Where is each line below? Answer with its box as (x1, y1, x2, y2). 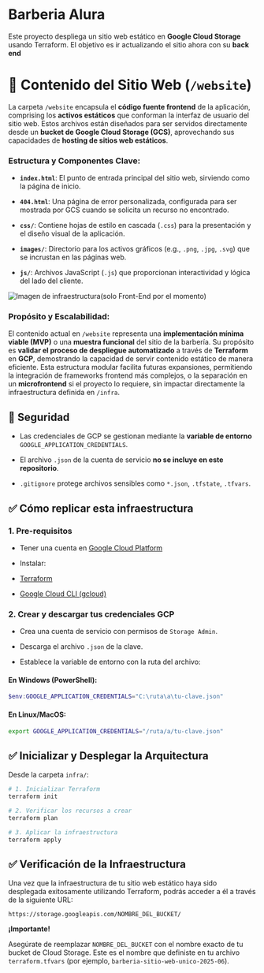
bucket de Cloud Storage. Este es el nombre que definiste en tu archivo (8, 948, 240, 957)
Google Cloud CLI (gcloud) (19, 589, 107, 598)
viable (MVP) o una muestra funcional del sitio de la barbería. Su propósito (8, 337, 255, 347)
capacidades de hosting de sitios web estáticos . (8, 136, 169, 145)
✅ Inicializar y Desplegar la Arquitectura (8, 749, 209, 762)
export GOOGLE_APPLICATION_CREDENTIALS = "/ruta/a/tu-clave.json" (8, 727, 224, 735)
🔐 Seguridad (8, 410, 70, 423)
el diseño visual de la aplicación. (19, 229, 125, 238)
